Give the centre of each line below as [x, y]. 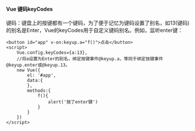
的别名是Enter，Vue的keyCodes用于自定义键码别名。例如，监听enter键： [95, 30]
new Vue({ [29, 70]
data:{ [35, 81]
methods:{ [39, 91]
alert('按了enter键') [73, 102]
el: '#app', [42, 75]
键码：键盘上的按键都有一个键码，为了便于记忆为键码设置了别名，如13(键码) [98, 23]
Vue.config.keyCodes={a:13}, [52, 53]
